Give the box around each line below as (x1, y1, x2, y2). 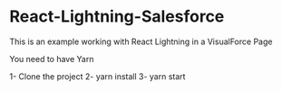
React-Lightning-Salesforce (9, 6, 225, 27)
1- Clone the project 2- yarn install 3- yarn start (9, 70, 186, 82)
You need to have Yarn (9, 53, 94, 64)
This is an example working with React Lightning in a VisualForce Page (9, 36, 273, 47)
